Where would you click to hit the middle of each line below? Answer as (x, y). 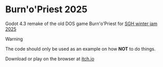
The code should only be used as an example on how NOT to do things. (80, 49)
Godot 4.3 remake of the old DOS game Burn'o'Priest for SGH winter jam (81, 24)
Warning (14, 39)
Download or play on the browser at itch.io (50, 59)
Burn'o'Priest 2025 (46, 9)
